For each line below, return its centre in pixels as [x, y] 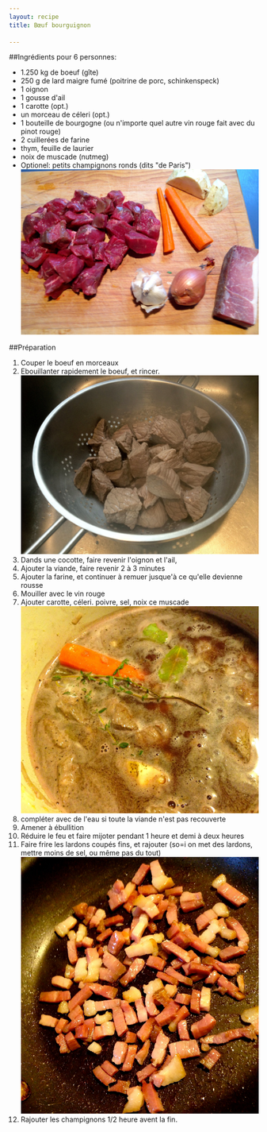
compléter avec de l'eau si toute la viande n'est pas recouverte [123, 819]
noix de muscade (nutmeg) [65, 157]
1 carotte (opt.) [44, 106]
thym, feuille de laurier [57, 149]
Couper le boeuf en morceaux [69, 363]
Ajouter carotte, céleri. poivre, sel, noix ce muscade [105, 602]
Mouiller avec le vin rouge [63, 594]
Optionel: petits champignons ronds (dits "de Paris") [105, 165]
